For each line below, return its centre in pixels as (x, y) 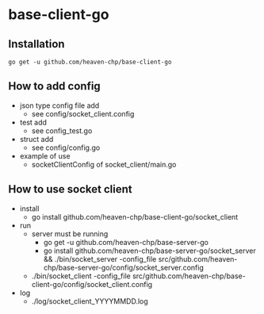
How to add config (54, 86)
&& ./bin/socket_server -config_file (100, 258)
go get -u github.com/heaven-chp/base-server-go (126, 242)
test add (33, 122)
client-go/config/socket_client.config (92, 284)
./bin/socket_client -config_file (81, 276)
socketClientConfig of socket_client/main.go (104, 164)
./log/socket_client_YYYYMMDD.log (90, 301)
